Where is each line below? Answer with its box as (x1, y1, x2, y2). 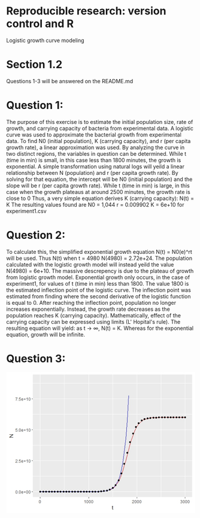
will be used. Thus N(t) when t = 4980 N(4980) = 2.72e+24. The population (6, 255, 193, 262)
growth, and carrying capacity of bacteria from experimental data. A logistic (6, 125, 193, 132)
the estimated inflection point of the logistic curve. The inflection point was (6, 286, 192, 293)
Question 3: (6, 352, 66, 365)
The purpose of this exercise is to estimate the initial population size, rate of (6, 118, 193, 125)
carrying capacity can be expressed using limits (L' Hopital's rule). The (6, 318, 181, 325)
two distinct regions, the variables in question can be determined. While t (6, 150, 187, 157)
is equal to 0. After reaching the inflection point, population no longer (6, 299, 177, 306)
